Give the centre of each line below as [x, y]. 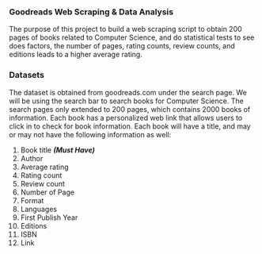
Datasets [27, 75]
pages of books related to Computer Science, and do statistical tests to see [132, 37]
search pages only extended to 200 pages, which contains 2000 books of [130, 109]
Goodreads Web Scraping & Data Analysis [91, 12]
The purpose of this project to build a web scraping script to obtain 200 [125, 29]
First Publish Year [49, 217]
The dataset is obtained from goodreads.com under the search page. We [128, 92]
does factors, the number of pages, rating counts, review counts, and [122, 46]
